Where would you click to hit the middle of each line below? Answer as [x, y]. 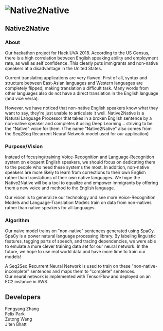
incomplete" [17, 271]
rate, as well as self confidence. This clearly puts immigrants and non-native [81, 63]
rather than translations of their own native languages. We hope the [72, 178]
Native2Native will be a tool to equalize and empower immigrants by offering [81, 183]
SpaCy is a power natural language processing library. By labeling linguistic [81, 236]
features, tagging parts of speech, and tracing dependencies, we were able [81, 241]
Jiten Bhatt [16, 324]
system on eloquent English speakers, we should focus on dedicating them [80, 162]
